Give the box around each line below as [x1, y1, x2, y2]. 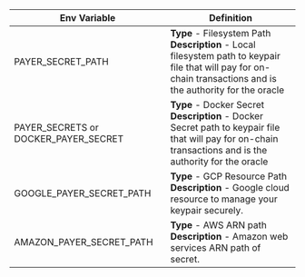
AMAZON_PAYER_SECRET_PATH [14, 236, 153, 248]
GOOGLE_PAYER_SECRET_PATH [14, 187, 152, 199]
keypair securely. [170, 204, 243, 216]
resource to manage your [170, 193, 279, 205]
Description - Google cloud [170, 182, 290, 193]
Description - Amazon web [170, 231, 289, 242]
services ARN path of [170, 242, 261, 253]
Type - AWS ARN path [170, 219, 268, 231]
